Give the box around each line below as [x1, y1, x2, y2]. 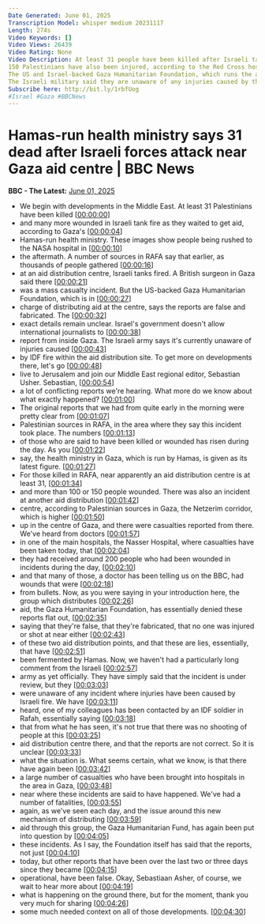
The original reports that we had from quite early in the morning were [19, 403, 244, 413]
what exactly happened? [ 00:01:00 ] [19, 394, 136, 404]
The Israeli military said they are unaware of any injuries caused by [8, 77, 248, 85]
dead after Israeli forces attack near [8, 143, 247, 161]
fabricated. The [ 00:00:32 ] [19, 311, 107, 320]
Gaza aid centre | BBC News [8, 160, 195, 178]
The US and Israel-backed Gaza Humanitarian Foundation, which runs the [8, 70, 252, 78]
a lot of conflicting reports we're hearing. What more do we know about [19, 387, 252, 396]
